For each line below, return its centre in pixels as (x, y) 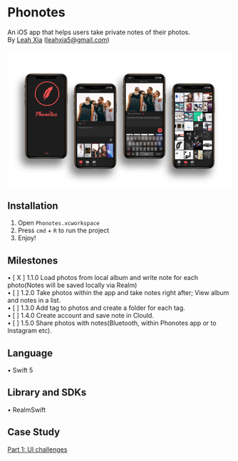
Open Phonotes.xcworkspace (58, 223)
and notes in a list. (34, 301)
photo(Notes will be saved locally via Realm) (72, 285)
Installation (33, 206)
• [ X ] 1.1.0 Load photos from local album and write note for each (103, 278)
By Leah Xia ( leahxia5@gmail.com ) (58, 39)
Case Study (34, 432)
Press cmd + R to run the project (63, 230)
